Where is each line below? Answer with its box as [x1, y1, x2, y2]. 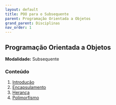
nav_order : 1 [5, 25, 32, 30]
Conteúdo [5, 68, 29, 75]
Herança [12, 89, 30, 95]
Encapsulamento [12, 85, 46, 90]
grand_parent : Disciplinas [5, 20, 60, 26]
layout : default [5, 7, 38, 12]
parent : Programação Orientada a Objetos [5, 16, 91, 21]
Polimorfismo [12, 95, 39, 101]
